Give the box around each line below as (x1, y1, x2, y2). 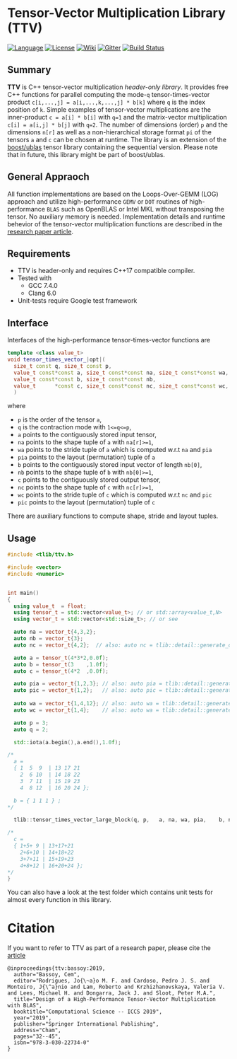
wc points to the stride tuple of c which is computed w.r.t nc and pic (17, 490, 212, 499)
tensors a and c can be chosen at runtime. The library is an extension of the (7, 135, 227, 144)
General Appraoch (7, 171, 90, 183)
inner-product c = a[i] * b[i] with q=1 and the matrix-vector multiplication (7, 112, 227, 121)
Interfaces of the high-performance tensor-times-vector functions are (7, 336, 210, 345)
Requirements (7, 248, 71, 260)
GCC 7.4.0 (28, 282, 58, 290)
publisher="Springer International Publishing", (13, 1021, 159, 1028)
